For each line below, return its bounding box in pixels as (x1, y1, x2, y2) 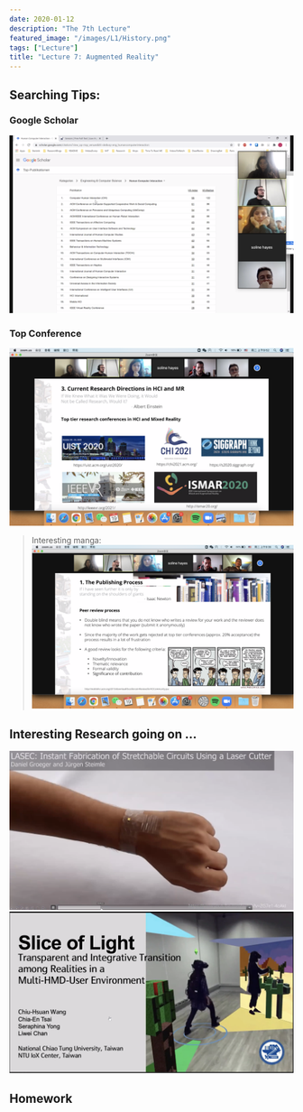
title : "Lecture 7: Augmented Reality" (9, 52, 160, 62)
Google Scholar (9, 114, 78, 126)
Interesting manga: (31, 535, 102, 546)
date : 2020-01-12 (9, 14, 75, 23)
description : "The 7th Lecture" (9, 23, 131, 33)
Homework (9, 1090, 73, 1106)
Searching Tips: (9, 87, 101, 103)
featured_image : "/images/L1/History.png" (9, 33, 171, 42)
